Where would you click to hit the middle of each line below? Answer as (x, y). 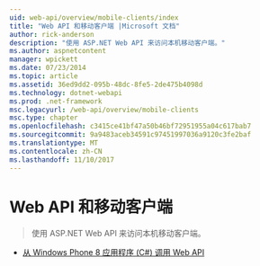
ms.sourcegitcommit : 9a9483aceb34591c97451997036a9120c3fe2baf (130, 135)
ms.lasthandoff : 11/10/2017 (62, 160)
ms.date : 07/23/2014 (48, 68)
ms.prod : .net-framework (56, 101)
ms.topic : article (44, 76)
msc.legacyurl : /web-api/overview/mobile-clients (104, 110)
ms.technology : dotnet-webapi (66, 93)
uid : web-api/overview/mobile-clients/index (94, 18)
